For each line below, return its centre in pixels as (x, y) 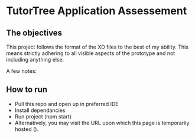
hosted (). (27, 129)
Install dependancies (40, 110)
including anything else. (35, 60)
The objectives (34, 33)
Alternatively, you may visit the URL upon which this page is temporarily (102, 123)
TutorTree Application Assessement (97, 11)
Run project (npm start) (43, 116)
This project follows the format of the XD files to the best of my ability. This (97, 47)
